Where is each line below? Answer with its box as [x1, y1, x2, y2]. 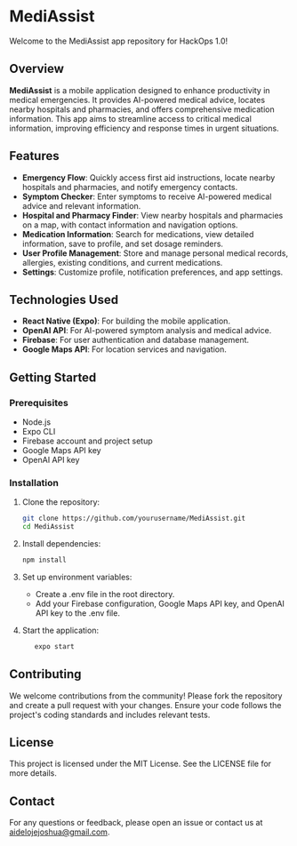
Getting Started [9, 370, 97, 385]
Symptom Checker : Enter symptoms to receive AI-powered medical [21, 191, 272, 202]
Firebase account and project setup [21, 435, 153, 446]
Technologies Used [9, 291, 118, 307]
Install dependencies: [21, 539, 101, 549]
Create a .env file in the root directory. [35, 588, 175, 599]
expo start [34, 642, 75, 650]
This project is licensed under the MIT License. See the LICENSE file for [9, 758, 272, 770]
